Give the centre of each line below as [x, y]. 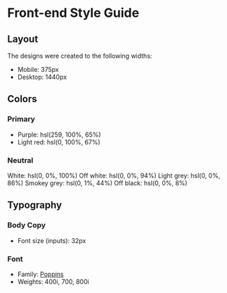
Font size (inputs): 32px [52, 240]
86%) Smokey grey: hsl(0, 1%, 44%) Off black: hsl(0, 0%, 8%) [97, 183]
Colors [22, 99]
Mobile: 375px [38, 69]
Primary [21, 119]
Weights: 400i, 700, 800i [53, 281]
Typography [34, 205]
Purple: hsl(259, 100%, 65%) [59, 135]
